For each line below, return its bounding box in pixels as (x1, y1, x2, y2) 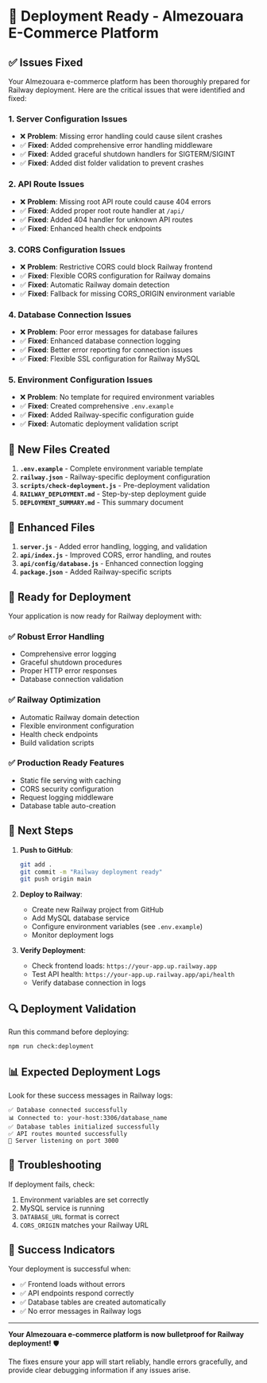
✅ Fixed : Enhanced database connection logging (19, 336, 181, 346)
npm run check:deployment (8, 1043, 94, 1051)
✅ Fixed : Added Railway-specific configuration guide (19, 410, 195, 420)
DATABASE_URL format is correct (19, 1211, 120, 1221)
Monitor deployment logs (31, 930, 114, 940)
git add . (19, 860, 53, 869)
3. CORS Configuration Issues (8, 244, 126, 255)
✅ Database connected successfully (8, 1106, 128, 1114)
